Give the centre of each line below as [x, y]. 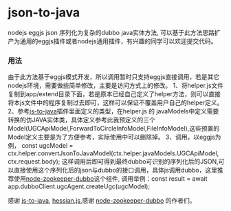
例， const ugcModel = [41, 146]
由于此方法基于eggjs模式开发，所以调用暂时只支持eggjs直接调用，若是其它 [114, 77]
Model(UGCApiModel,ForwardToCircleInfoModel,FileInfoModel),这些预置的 [113, 129]
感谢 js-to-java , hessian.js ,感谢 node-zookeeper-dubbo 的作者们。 [102, 201]
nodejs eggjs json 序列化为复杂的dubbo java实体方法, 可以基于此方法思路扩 [114, 32]
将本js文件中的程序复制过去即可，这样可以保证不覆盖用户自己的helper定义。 [115, 103]
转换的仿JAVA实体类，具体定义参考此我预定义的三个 [81, 120]
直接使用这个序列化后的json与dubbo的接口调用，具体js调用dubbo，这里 [115, 170]
